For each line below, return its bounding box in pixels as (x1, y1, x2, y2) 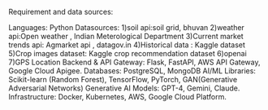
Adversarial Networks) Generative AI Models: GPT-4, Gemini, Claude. (8, 83, 240, 93)
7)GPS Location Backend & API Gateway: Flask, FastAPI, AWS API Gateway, (8, 57, 261, 67)
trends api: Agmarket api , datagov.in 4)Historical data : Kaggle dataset (8, 40, 246, 50)
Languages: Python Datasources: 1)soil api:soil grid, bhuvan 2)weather (8, 23, 245, 32)
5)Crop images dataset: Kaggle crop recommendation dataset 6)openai (8, 49, 248, 58)
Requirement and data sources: (8, 7, 114, 16)
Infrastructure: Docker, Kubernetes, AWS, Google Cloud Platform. (8, 92, 227, 101)
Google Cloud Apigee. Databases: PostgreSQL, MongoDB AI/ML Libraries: (8, 66, 256, 76)
